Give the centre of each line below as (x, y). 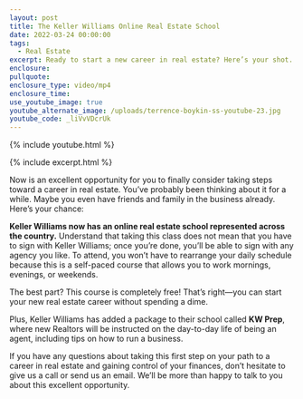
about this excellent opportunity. (70, 385)
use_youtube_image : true (56, 102)
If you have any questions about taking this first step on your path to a (140, 356)
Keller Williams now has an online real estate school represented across (147, 227)
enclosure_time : (40, 93)
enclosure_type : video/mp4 (60, 85)
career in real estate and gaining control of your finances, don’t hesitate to (148, 366)
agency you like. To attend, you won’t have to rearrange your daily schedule (151, 256)
